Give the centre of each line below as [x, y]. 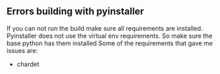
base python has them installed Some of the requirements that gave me [110, 43]
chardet [28, 64]
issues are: [22, 50]
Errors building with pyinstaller [75, 12]
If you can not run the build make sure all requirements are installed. [105, 28]
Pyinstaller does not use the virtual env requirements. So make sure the [110, 36]
